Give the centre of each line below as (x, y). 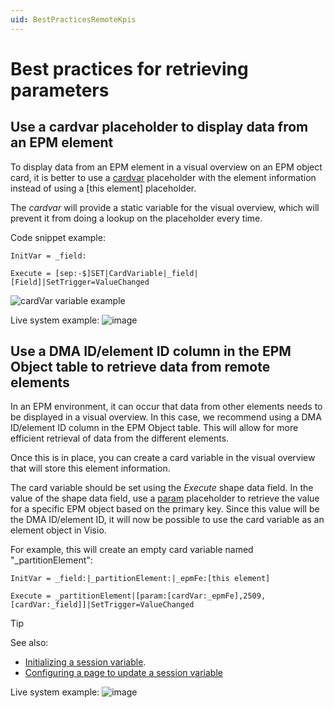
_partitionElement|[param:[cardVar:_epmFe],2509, (160, 596)
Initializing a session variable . (85, 662)
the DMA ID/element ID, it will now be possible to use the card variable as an (167, 520)
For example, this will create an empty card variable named (132, 550)
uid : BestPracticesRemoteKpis (73, 19)
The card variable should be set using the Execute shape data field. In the (162, 488)
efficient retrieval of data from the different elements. (120, 438)
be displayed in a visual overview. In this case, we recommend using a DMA (166, 417)
